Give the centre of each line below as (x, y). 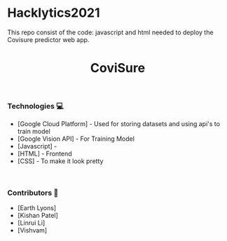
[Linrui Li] (31, 223)
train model (34, 132)
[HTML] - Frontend (44, 154)
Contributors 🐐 (33, 193)
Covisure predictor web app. (48, 39)
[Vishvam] (32, 230)
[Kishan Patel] (37, 216)
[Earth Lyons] (37, 208)
